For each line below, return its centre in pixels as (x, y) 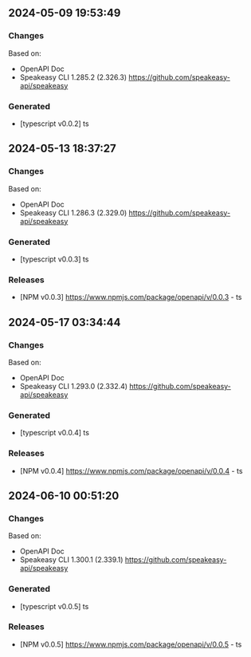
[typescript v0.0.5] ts (54, 606)
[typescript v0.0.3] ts (54, 259)
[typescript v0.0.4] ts (55, 433)
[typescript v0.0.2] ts (54, 124)
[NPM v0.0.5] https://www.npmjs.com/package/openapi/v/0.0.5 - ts (131, 644)
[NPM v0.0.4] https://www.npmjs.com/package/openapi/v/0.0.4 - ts (131, 470)
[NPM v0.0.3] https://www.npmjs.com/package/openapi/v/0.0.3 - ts (131, 297)
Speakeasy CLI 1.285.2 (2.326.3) (73, 77)
